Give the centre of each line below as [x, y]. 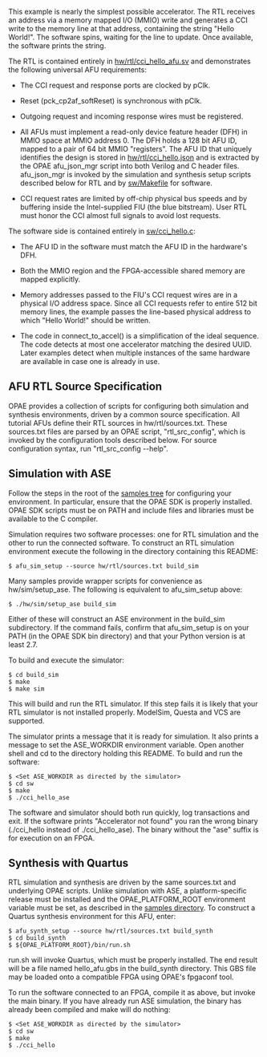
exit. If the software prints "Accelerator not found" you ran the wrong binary [133, 820]
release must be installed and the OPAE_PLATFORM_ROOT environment [127, 899]
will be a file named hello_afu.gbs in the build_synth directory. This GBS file [132, 969]
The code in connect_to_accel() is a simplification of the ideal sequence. [139, 336]
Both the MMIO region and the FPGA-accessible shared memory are [133, 271]
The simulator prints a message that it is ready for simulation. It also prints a [133, 736]
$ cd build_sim [34, 674]
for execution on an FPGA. [52, 838]
